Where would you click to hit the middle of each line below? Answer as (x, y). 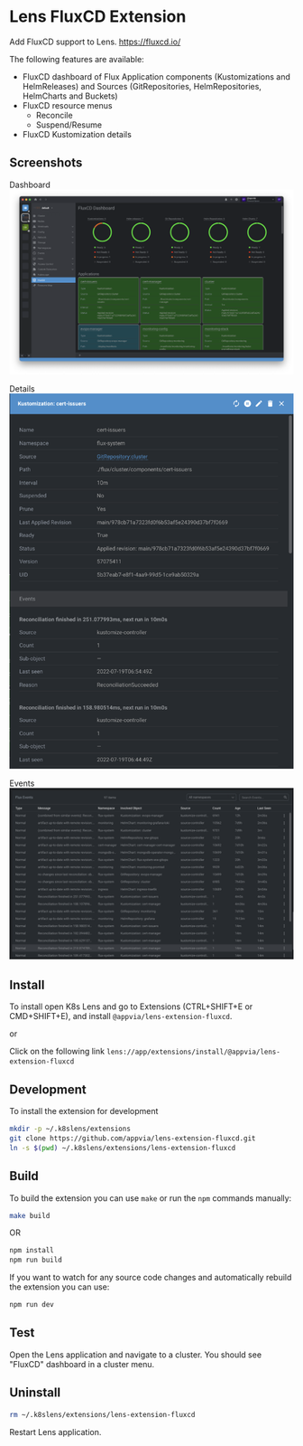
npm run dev (32, 1305)
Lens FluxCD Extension (98, 17)
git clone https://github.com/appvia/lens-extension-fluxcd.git (133, 1138)
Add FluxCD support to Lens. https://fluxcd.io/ (95, 42)
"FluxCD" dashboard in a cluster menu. (82, 1364)
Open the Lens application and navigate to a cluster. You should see (136, 1355)
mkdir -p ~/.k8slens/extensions (70, 1129)
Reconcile (55, 115)
